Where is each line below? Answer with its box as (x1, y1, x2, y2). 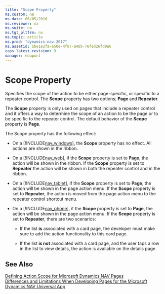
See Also (5, 260, 33, 268)
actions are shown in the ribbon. (12, 146, 78, 151)
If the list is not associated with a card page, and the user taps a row (19, 240, 160, 247)
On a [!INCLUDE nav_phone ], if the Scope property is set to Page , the (12, 206, 153, 212)
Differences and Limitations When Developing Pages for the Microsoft (5, 278, 147, 284)
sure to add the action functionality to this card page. (19, 231, 128, 237)
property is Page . (5, 121, 41, 127)
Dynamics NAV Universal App (5, 284, 66, 290)
